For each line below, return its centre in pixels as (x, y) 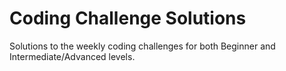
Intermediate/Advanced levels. (72, 56)
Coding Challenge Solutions (128, 18)
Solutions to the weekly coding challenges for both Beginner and (142, 46)
